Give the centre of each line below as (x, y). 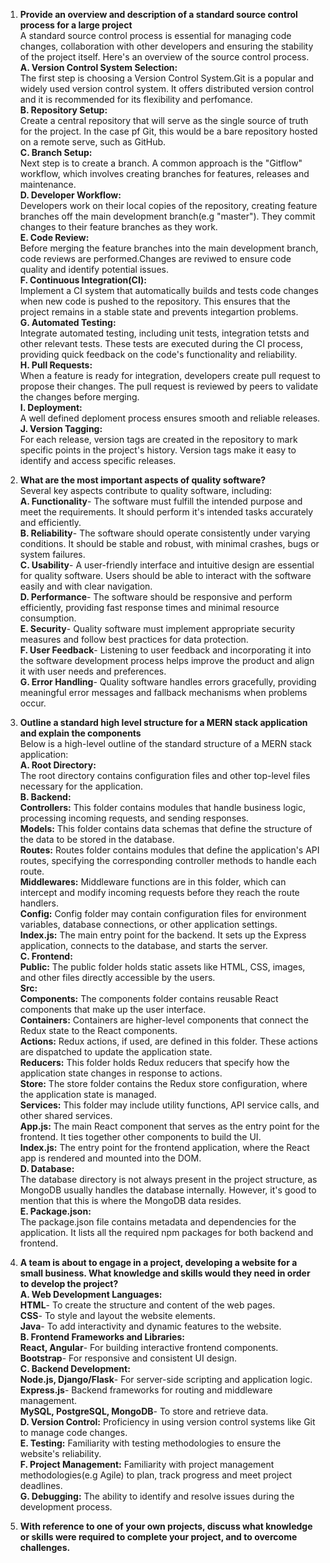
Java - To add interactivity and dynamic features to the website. (150, 1326)
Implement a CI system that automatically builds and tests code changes (169, 290)
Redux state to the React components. (98, 1030)
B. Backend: (45, 797)
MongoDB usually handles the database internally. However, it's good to (168, 1190)
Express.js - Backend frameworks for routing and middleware (146, 1390)
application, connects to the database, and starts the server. (143, 945)
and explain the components (80, 733)
